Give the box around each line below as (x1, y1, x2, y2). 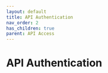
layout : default (6, 8, 47, 15)
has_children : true (6, 25, 55, 31)
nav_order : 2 (6, 20, 39, 26)
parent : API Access (6, 31, 55, 37)
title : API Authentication (6, 14, 73, 20)
